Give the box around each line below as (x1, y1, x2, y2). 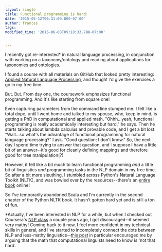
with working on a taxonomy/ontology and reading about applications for (5, 57, 151, 62)
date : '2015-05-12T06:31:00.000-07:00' (5, 16, 86, 21)
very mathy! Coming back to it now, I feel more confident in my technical (5, 222, 150, 228)
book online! (5, 182, 30, 188)
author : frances (5, 20, 38, 26)
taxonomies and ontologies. (5, 62, 61, 68)
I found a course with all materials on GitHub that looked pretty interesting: (5, 72, 154, 77)
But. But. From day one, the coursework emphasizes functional (5, 91, 131, 97)
